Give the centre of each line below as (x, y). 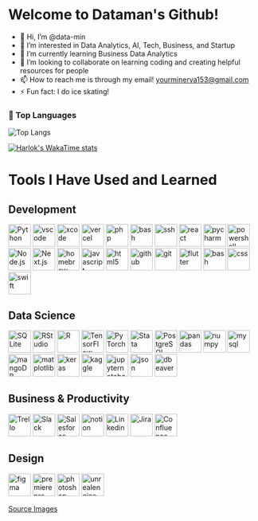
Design (26, 458)
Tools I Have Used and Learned (113, 180)
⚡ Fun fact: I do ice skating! (64, 91)
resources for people (54, 70)
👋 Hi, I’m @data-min (53, 37)
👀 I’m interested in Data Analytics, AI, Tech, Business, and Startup (127, 45)
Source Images (33, 508)
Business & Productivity (69, 399)
